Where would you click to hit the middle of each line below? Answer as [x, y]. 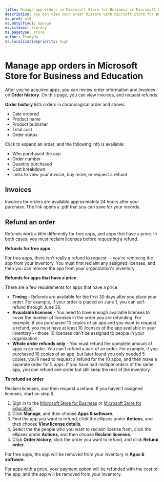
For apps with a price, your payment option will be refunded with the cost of [81, 469]
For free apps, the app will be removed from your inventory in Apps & [75, 454]
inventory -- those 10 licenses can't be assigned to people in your [78, 333]
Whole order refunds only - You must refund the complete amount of [82, 344]
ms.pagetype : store [25, 32]
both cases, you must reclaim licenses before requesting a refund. [72, 239]
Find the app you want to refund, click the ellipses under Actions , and [82, 419]
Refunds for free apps [28, 249]
